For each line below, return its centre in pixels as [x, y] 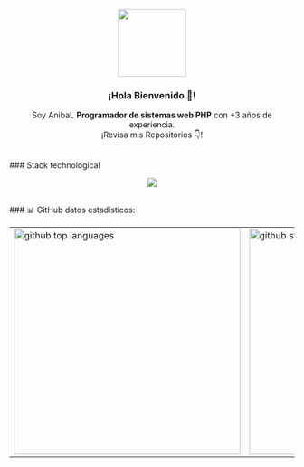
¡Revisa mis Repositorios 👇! [152, 135]
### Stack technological [55, 165]
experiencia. [152, 125]
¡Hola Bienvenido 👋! [152, 95]
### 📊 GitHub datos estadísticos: [72, 210]
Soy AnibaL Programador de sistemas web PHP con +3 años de [152, 115]
